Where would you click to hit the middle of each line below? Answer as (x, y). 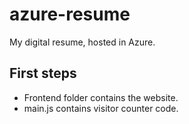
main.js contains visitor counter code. (101, 108)
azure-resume (70, 14)
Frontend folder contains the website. (101, 97)
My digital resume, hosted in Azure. (82, 42)
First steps (43, 73)
